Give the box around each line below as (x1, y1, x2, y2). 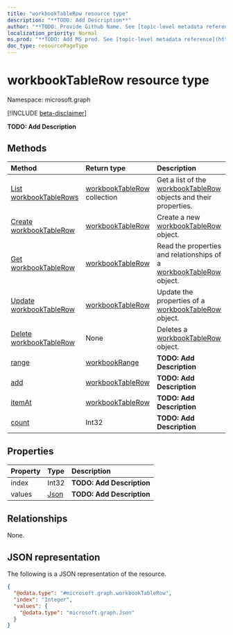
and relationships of (157, 250, 222, 259)
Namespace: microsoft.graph (7, 95, 91, 104)
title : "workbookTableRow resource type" (7, 10, 129, 17)
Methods (7, 143, 47, 154)
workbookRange (85, 357, 139, 367)
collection (85, 192, 118, 202)
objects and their (157, 192, 212, 202)
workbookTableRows (10, 192, 79, 202)
